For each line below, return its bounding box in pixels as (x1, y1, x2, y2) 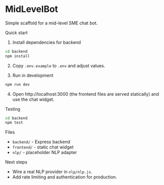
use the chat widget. (12, 96, 55, 102)
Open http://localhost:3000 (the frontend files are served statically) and (12, 91, 159, 97)
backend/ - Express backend (12, 139, 71, 145)
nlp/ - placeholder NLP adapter (12, 150, 77, 156)
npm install (5, 53, 30, 58)
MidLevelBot (5, 3, 58, 15)
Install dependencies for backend (12, 39, 81, 45)
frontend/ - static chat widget (12, 144, 74, 150)
